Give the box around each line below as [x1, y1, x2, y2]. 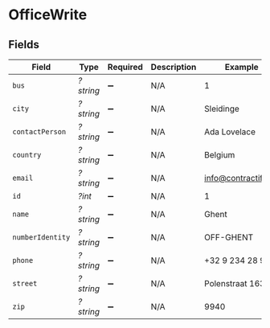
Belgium [204, 150, 235, 160]
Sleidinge [204, 103, 239, 114]
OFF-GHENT [204, 232, 254, 243]
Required [107, 62, 143, 72]
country [12, 150, 42, 159]
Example [224, 62, 259, 72]
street [12, 279, 38, 288]
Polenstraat [204, 278, 247, 289]
